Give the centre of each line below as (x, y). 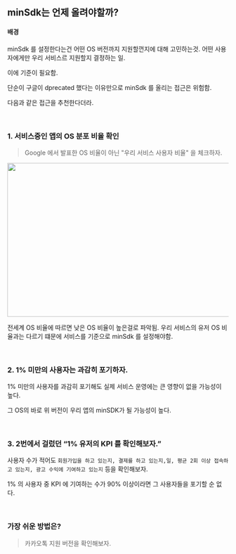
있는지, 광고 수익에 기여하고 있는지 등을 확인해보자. (82, 469)
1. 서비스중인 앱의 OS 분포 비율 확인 (63, 136)
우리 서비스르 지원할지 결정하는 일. (78, 58)
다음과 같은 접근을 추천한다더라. (51, 102)
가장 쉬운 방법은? (34, 527)
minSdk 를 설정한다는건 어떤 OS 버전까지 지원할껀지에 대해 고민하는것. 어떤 (110, 49)
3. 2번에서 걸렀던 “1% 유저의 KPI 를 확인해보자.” (84, 444)
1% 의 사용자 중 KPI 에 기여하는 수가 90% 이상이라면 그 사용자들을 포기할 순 (111, 484)
